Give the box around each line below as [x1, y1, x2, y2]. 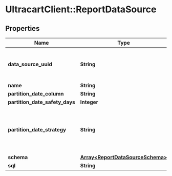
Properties [5, 24, 40, 33]
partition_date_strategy [8, 126, 67, 133]
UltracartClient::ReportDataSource [5, 4, 157, 15]
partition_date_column [8, 90, 64, 97]
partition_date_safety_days [8, 99, 76, 106]
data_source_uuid [8, 61, 52, 68]
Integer [80, 99, 98, 106]
